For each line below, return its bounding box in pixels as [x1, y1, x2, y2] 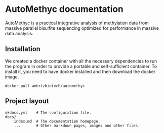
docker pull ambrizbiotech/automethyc [5, 83, 85, 88]
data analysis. [5, 30, 34, 36]
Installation [5, 45, 41, 53]
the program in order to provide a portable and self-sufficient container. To [5, 63, 157, 69]
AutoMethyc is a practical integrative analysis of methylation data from [5, 20, 149, 26]
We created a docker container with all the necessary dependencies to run [5, 58, 157, 64]
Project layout [5, 97, 49, 105]
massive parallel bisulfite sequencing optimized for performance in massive [5, 25, 159, 31]
